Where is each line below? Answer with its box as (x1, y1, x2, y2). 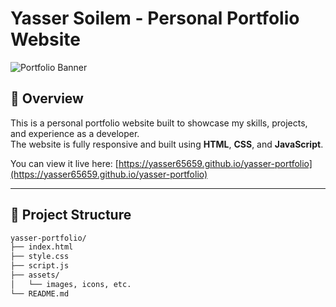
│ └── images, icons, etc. (10, 279, 132, 289)
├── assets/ (10, 270, 60, 281)
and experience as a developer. (10, 127, 140, 139)
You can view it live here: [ (10, 157, 119, 169)
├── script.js (10, 261, 70, 271)
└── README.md (10, 288, 70, 299)
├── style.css (10, 252, 70, 262)
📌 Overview (10, 90, 84, 107)
